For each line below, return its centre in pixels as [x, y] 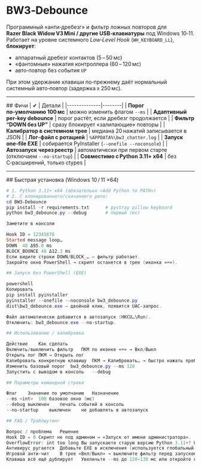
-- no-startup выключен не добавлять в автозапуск [77, 410]
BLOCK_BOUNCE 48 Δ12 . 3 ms [38, 251]
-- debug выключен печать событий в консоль [65, 405]
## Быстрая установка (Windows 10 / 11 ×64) [63, 179]
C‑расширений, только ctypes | [46, 163]
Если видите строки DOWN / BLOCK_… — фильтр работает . [73, 257]
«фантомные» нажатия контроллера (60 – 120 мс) [78, 64]
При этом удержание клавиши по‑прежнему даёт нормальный [87, 82]
